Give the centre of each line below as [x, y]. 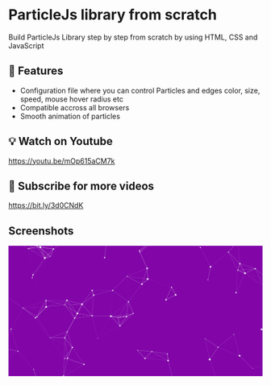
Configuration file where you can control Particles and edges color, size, [140, 90]
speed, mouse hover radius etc [71, 99]
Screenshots [41, 231]
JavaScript [26, 45]
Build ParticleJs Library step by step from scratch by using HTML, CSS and [133, 37]
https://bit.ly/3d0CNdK [46, 205]
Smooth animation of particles [70, 116]
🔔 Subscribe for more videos [81, 186]
